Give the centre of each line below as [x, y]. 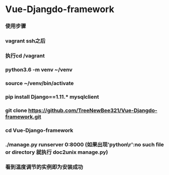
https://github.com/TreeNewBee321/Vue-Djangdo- [93, 110]
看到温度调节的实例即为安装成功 [44, 167]
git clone [16, 110]
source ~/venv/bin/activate [40, 83]
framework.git [23, 116]
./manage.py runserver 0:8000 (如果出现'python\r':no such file [85, 145]
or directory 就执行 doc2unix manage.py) [57, 152]
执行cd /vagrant [25, 56]
